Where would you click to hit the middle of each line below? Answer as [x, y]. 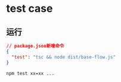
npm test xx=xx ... [30, 73]
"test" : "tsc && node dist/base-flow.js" [64, 57]
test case [30, 9]
